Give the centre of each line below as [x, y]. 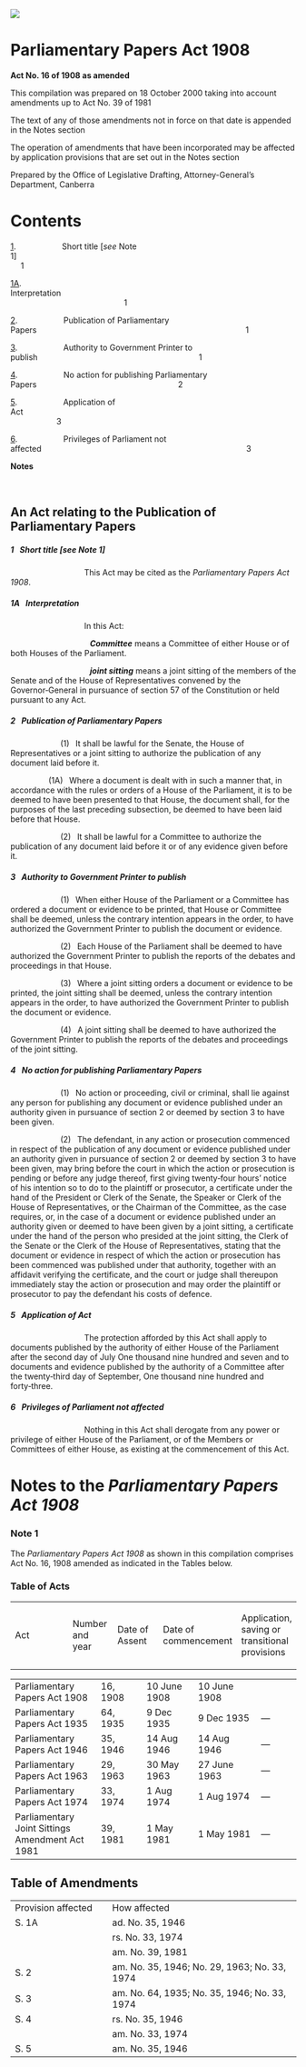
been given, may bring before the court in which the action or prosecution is [153, 1169]
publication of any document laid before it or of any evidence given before [149, 846]
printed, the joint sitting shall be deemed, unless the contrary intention [142, 993]
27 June [216, 1764]
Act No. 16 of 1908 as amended [70, 75]
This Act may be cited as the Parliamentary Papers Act [187, 573]
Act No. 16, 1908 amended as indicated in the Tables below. [122, 1563]
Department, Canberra [52, 184]
